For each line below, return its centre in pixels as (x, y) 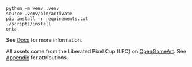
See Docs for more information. (44, 40)
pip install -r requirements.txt (47, 19)
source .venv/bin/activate (39, 14)
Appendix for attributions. (37, 58)
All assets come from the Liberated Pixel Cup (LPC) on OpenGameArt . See (96, 51)
